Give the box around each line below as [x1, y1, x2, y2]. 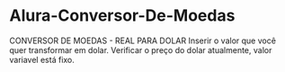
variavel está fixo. [9, 54, 75, 65]
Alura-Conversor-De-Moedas [9, 5, 236, 26]
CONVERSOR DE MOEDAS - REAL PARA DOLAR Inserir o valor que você [9, 35, 277, 46]
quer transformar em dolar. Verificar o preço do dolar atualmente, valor [9, 44, 272, 55]
